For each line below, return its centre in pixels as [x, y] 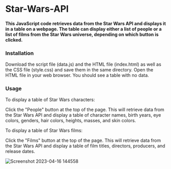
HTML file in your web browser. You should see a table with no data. [77, 76]
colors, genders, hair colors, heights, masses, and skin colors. [71, 121]
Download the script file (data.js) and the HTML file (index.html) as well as [83, 64]
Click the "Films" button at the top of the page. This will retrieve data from [83, 140]
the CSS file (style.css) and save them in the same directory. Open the [79, 70]
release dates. [20, 152]
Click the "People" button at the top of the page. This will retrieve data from [85, 110]
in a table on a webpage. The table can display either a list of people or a [84, 29]
